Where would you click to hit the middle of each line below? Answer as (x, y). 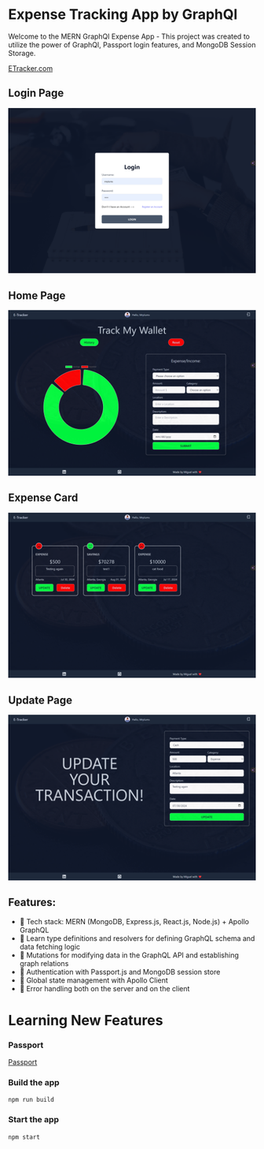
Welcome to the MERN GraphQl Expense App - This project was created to (129, 36)
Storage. (22, 53)
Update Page (40, 700)
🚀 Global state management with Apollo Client (94, 980)
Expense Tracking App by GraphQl (123, 15)
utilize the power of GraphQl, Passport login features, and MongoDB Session (132, 44)
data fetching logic (50, 946)
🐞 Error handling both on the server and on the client (104, 988)
